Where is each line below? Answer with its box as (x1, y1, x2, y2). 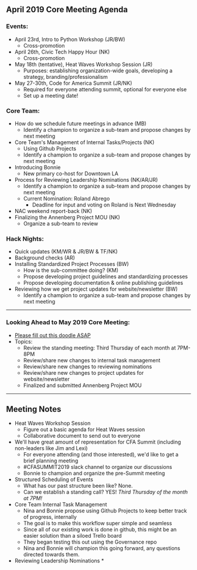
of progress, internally (23, 514, 77, 521)
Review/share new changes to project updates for (23, 369, 144, 376)
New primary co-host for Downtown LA (23, 170, 118, 177)
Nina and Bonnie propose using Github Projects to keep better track (23, 507, 187, 514)
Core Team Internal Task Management (14, 501, 107, 508)
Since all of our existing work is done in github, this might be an (23, 526, 177, 533)
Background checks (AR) (14, 254, 75, 261)
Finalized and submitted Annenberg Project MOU (23, 382, 142, 389)
